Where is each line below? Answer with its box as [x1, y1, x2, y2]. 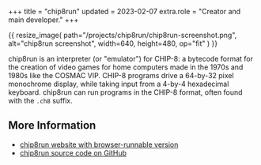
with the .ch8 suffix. [8, 96, 73, 105]
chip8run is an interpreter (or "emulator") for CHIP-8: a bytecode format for [8, 54, 254, 63]
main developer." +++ [8, 15, 79, 24]
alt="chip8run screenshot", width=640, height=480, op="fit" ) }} [8, 39, 218, 48]
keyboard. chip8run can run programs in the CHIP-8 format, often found [8, 88, 243, 97]
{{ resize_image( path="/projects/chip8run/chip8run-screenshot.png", [8, 31, 237, 39]
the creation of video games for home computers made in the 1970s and [8, 62, 244, 72]
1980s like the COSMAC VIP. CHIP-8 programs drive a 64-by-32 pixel [8, 71, 235, 80]
